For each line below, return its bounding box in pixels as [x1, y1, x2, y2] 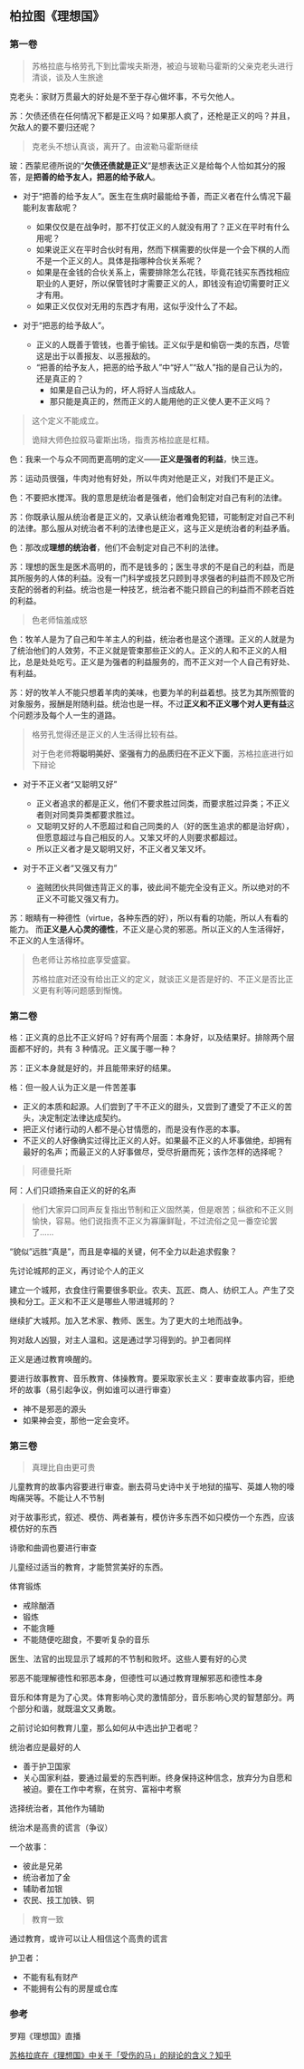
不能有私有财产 [22, 1972, 79, 1983]
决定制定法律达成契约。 [38, 1112, 127, 1123]
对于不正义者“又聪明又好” [22, 778, 118, 789]
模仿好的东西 [9, 1523, 57, 1534]
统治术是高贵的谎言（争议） [9, 1822, 113, 1833]
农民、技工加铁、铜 [22, 1895, 95, 1906]
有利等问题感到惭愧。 [47, 984, 128, 995]
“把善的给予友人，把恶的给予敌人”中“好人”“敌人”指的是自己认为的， [35, 362, 288, 372]
